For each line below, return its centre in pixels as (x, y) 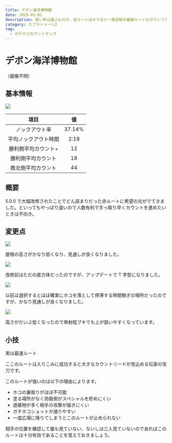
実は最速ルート (21, 353)
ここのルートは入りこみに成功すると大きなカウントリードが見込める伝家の (84, 364)
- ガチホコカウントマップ (33, 34)
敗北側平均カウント (33, 168)
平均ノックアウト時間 (34, 139)
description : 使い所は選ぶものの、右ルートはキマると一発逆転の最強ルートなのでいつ (85, 19)
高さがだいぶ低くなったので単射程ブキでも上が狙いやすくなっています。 (81, 322)
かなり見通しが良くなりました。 (52, 302)
